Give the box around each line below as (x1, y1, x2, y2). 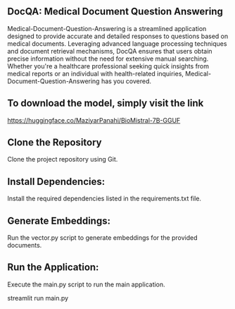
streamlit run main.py (7, 293, 69, 302)
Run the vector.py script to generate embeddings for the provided (7, 234, 198, 242)
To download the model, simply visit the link (7, 97, 204, 109)
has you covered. (101, 77, 151, 85)
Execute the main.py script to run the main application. (7, 280, 165, 289)
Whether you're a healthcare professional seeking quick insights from (7, 61, 210, 70)
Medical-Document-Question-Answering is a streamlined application (7, 24, 207, 32)
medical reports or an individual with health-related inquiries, (7, 69, 184, 78)
